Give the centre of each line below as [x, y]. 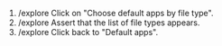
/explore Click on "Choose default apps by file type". [116, 13]
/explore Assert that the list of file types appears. [109, 23]
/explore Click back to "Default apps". [88, 32]
